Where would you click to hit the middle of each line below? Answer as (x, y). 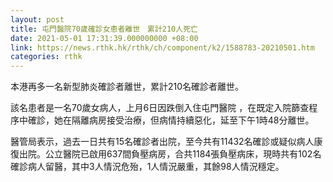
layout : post (37, 19)
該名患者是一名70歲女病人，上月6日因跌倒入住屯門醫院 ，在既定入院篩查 (160, 108)
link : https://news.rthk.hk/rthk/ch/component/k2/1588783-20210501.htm (162, 47)
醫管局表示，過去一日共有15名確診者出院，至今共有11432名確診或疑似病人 (162, 142)
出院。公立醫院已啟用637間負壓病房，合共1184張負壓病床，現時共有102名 (170, 154)
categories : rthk (46, 57)
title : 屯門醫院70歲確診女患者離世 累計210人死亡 (104, 29)
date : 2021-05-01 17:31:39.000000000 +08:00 (104, 38)
